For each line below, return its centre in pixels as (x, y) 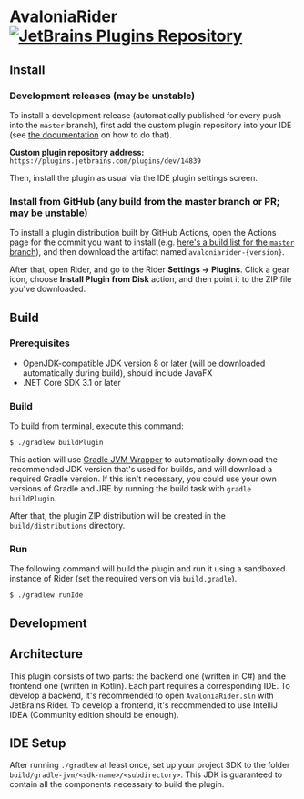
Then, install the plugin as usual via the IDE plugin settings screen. (133, 177)
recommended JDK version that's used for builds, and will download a (141, 470)
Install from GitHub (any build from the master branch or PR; (145, 201)
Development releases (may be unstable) (102, 96)
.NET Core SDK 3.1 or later (71, 382)
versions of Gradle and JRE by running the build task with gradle (131, 489)
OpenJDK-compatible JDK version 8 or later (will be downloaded (144, 363)
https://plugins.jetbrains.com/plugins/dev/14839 (106, 161)
